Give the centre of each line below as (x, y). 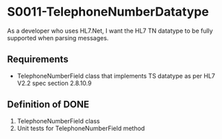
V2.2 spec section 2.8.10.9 (54, 83)
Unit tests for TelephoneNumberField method (81, 128)
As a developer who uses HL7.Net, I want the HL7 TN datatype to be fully (110, 31)
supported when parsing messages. (58, 37)
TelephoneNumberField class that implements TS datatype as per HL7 (116, 76)
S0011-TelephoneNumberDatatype (108, 12)
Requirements (38, 60)
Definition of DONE (48, 105)
